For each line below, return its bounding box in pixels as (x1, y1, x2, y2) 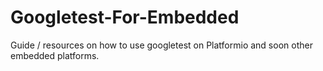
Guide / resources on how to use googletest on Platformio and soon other (10, 39, 313, 51)
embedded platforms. (10, 49, 100, 61)
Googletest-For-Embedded (10, 6, 240, 29)
